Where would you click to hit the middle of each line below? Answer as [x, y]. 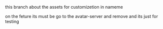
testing [12, 22]
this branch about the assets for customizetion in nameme [64, 7]
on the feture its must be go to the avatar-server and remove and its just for [82, 16]
